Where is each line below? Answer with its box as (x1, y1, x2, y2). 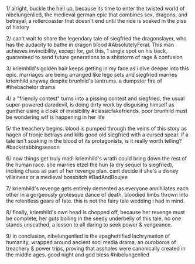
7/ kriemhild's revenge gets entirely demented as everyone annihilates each (6, 185, 189, 192)
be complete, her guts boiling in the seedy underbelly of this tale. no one (6, 215, 182, 222)
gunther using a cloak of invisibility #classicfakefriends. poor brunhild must (6, 108, 187, 114)
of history (6, 23, 29, 30)
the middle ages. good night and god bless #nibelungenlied (6, 251, 149, 258)
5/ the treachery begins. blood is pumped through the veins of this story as (6, 125, 187, 132)
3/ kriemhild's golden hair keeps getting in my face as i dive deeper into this (6, 65, 189, 72)
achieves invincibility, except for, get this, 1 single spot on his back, (6, 47, 168, 54)
